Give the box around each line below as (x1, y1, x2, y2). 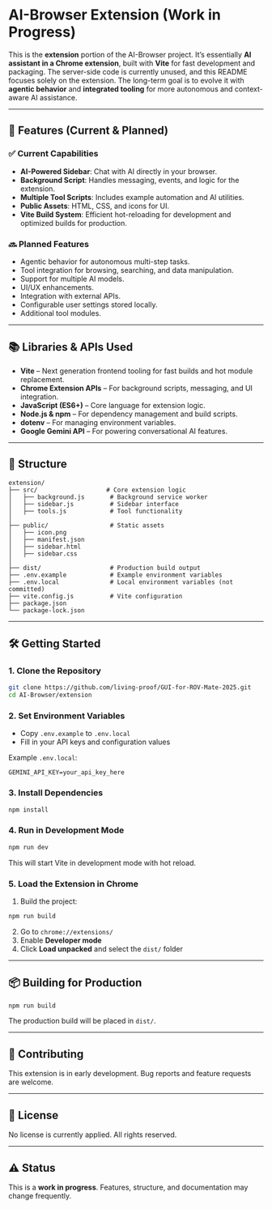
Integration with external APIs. (19, 291, 121, 300)
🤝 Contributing (8, 1047, 84, 1061)
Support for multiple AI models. (19, 274, 125, 283)
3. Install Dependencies (8, 787, 104, 798)
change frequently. (8, 1190, 72, 1200)
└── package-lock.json (8, 606, 85, 615)
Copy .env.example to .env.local (19, 729, 131, 739)
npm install (8, 806, 49, 814)
